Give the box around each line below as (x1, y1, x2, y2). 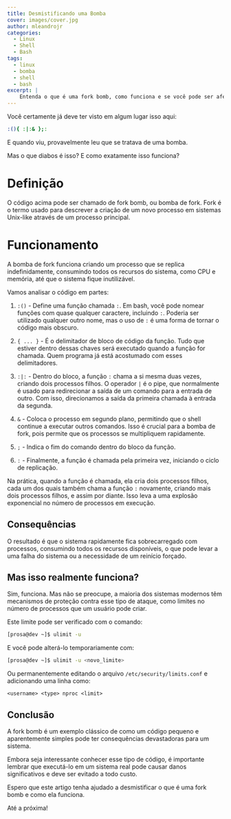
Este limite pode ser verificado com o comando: (7, 618, 143, 626)
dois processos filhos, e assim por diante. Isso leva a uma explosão (7, 491, 198, 500)
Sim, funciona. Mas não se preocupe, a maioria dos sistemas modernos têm (7, 590, 222, 598)
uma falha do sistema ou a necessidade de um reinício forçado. (7, 552, 187, 560)
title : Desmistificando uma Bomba (7, 10, 107, 17)
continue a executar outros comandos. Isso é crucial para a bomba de (16, 422, 216, 430)
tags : (7, 55, 23, 62)
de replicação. (16, 463, 58, 472)
